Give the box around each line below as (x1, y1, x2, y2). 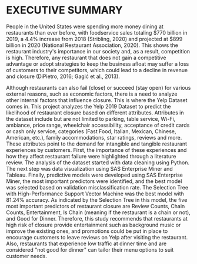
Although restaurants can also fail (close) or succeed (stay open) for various (6, 84, 191, 91)
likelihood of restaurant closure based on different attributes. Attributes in (6, 109, 184, 116)
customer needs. (6, 252, 47, 259)
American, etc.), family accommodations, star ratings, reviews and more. (6, 134, 182, 141)
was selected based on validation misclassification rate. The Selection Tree (6, 184, 189, 191)
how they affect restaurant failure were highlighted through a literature (6, 153, 176, 160)
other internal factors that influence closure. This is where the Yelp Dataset (6, 96, 188, 103)
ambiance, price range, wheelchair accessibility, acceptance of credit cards (6, 121, 190, 128)
